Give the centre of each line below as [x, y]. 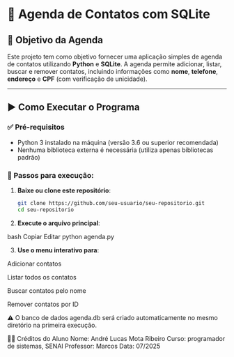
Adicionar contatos [34, 264]
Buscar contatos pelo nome [47, 290]
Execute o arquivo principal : [58, 223]
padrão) [29, 157]
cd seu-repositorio [46, 210]
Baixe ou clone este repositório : [64, 190]
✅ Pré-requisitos [36, 127]
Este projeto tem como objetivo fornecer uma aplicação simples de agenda [115, 56]
